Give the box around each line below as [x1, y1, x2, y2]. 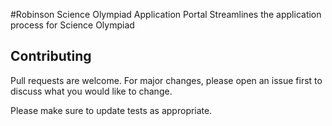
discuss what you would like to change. [10, 85, 173, 97]
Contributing [10, 48, 92, 65]
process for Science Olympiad [10, 19, 135, 31]
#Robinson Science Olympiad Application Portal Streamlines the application [10, 9, 322, 20]
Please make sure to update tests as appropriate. [10, 104, 213, 116]
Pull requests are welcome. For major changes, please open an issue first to [10, 74, 323, 86]
